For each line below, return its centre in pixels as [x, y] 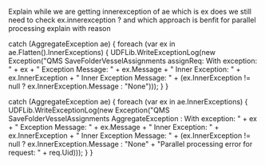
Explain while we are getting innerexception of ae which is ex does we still [130, 12]
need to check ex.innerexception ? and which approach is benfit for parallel [132, 20]
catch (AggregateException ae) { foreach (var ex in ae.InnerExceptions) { [128, 102]
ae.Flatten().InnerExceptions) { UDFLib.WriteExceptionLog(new [112, 52]
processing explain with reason [59, 28]
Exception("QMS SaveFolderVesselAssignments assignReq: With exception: [133, 61]
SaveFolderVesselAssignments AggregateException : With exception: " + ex [133, 118]
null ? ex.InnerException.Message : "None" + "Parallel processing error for [131, 144]
